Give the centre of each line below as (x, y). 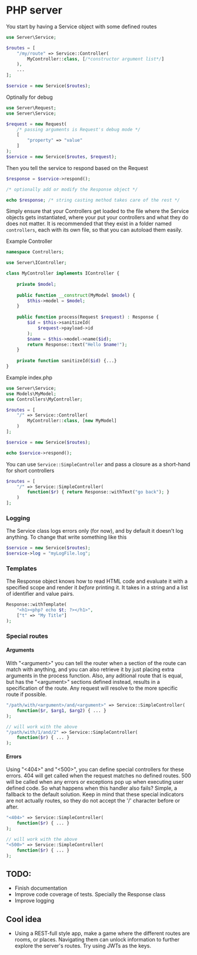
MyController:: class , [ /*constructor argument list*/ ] (96, 59)
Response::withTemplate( (36, 605)
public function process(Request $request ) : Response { (88, 317)
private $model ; (37, 284)
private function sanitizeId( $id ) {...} (67, 361)
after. (12, 807)
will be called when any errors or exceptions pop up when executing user (95, 782)
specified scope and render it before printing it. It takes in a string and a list (97, 587)
